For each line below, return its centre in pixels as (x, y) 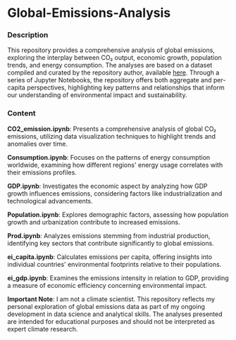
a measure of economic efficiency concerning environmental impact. (107, 285)
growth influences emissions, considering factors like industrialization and (115, 193)
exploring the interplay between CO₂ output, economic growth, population (114, 58)
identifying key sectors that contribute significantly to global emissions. (111, 243)
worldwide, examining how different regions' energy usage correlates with (115, 165)
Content (22, 113)
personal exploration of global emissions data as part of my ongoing (106, 306)
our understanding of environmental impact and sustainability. (97, 95)
